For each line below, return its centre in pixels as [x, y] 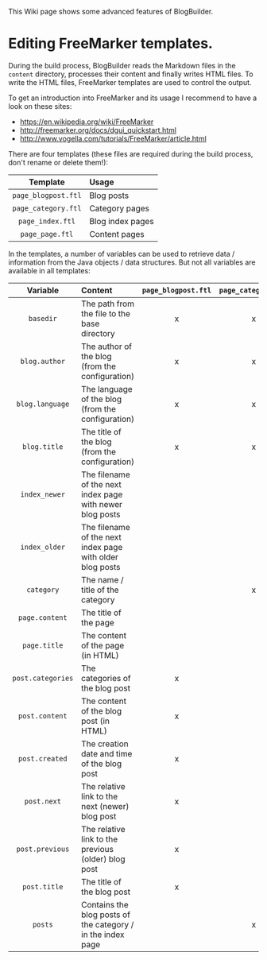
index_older [43, 547]
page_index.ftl [47, 221]
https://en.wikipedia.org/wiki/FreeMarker [87, 122]
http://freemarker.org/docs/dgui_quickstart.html [98, 130]
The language [106, 389]
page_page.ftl [47, 234]
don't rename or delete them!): [58, 162]
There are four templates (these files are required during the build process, [131, 153]
